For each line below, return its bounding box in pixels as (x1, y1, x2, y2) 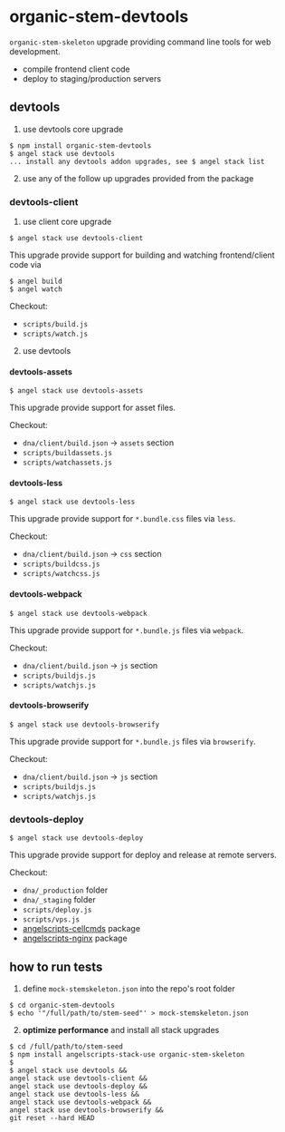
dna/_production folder (22, 884, 109, 895)
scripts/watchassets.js (22, 458, 113, 468)
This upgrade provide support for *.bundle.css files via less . (9, 513, 236, 524)
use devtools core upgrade (22, 123, 124, 134)
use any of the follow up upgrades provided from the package (22, 172, 254, 183)
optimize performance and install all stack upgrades (22, 1024, 220, 1035)
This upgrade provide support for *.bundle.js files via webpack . (9, 624, 244, 636)
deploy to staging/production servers (22, 73, 161, 83)
